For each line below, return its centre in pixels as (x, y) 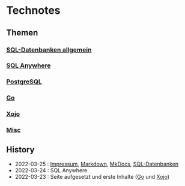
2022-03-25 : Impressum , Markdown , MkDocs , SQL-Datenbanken (97, 164)
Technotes (34, 10)
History (20, 150)
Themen (22, 33)
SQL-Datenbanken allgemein (49, 50)
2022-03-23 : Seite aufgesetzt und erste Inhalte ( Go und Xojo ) (92, 176)
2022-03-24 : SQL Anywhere (51, 170)
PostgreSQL (24, 82)
